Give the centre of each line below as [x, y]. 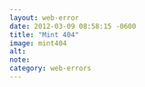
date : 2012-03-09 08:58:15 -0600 [73, 26]
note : [20, 60]
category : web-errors [51, 69]
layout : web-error [44, 18]
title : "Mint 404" [44, 34]
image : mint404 [38, 43]
